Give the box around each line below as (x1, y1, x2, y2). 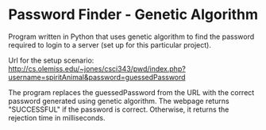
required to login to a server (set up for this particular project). (8, 40, 212, 49)
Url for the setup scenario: (8, 55, 94, 65)
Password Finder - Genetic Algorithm (8, 6, 259, 24)
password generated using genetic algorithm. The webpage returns (8, 96, 229, 105)
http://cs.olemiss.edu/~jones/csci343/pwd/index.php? (8, 63, 187, 73)
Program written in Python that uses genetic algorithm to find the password (8, 32, 255, 41)
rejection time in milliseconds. (8, 113, 106, 122)
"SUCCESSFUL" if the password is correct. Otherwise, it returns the (8, 105, 229, 114)
